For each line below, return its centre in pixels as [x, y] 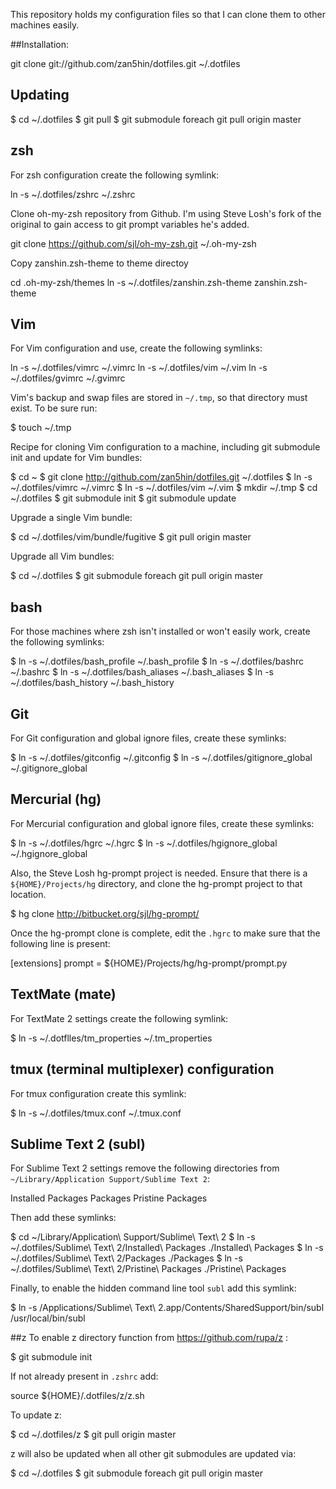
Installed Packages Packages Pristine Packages [109, 1198]
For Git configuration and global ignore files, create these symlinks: [148, 738]
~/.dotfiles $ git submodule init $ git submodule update [123, 498]
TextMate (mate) [63, 994]
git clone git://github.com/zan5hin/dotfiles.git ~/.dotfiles [125, 63]
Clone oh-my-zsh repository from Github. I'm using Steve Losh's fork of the [166, 213]
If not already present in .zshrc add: [84, 1376]
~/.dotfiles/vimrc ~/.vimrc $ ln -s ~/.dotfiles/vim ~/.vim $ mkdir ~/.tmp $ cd [164, 488]
